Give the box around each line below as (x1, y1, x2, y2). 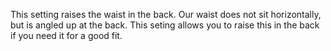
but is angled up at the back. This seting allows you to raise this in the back (10, 19, 320, 31)
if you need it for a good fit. (10, 30, 123, 41)
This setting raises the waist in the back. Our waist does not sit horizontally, (10, 9, 322, 20)
